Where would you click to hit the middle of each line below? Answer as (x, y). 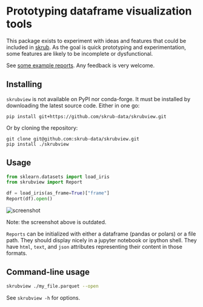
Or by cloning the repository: (42, 128)
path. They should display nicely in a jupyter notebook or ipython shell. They (101, 240)
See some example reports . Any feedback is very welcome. (81, 65)
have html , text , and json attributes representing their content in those (95, 247)
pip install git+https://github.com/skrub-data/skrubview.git (86, 116)
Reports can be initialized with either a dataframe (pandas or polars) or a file (101, 234)
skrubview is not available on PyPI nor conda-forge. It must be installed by (98, 99)
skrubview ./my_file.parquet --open (52, 286)
